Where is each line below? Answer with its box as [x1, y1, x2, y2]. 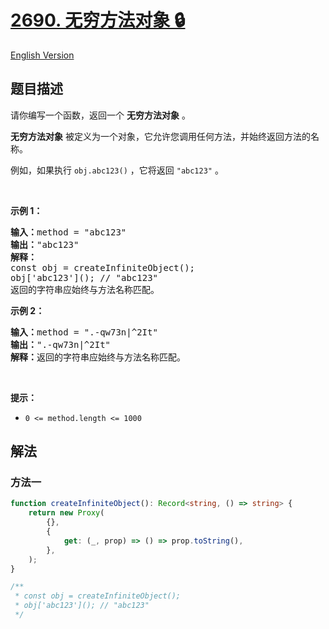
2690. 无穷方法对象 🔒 [10, 9, 186, 32]
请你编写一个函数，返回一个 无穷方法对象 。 [10, 109, 191, 121]
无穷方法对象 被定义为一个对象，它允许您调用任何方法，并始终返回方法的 [10, 130, 311, 142]
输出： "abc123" [10, 239, 80, 250]
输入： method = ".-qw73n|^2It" [10, 326, 158, 338]
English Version [10, 49, 75, 61]
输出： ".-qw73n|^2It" [10, 339, 112, 350]
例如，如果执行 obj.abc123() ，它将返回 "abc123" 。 [10, 164, 224, 176]
